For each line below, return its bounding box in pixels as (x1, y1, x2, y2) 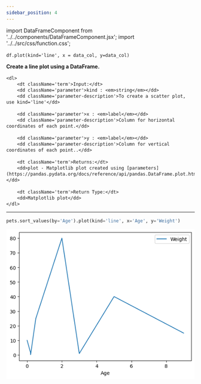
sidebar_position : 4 (6, 10, 58, 16)
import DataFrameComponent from (6, 27, 93, 34)
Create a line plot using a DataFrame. (6, 63, 100, 70)
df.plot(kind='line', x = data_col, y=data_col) (6, 52, 130, 58)
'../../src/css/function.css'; (6, 40, 71, 47)
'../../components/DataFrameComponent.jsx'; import (6, 33, 135, 40)
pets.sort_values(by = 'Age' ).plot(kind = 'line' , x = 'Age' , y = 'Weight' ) (6, 217, 181, 224)
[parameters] (126, 165, 160, 171)
